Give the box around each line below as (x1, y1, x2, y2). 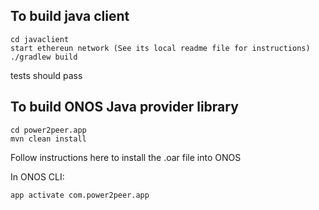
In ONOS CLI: (10, 170, 65, 183)
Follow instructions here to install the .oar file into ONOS (10, 151, 242, 163)
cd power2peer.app (10, 125, 87, 135)
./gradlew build (10, 52, 78, 62)
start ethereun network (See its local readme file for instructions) (10, 43, 311, 53)
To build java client (10, 8, 130, 25)
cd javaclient (10, 34, 70, 44)
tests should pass (10, 69, 83, 81)
